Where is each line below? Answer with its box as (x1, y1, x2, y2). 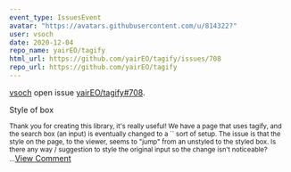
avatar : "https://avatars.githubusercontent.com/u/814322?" (9, 21, 238, 30)
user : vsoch (9, 29, 54, 38)
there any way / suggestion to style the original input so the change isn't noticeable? (9, 144, 268, 154)
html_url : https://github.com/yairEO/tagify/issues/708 (9, 54, 221, 63)
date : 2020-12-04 (9, 37, 74, 47)
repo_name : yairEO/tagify (9, 46, 105, 55)
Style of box (9, 104, 54, 115)
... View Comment (9, 152, 71, 163)
